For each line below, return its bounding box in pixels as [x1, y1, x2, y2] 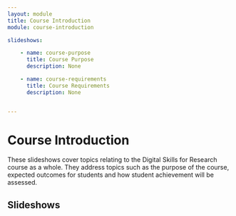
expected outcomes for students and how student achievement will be [7, 170, 214, 179]
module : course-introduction [7, 24, 94, 31]
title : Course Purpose [26, 56, 94, 63]
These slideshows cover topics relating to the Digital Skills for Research [7, 155, 217, 164]
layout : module [7, 10, 53, 18]
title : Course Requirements [26, 82, 111, 89]
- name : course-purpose [20, 49, 91, 57]
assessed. [7, 178, 38, 187]
